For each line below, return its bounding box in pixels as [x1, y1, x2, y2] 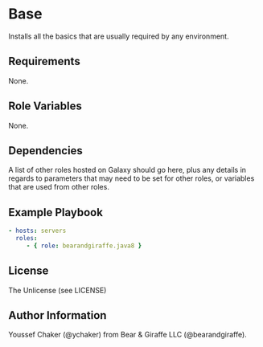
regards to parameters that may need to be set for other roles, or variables [8, 173, 255, 183]
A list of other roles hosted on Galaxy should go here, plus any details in [8, 165, 247, 175]
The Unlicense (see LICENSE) [8, 285, 107, 295]
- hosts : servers [8, 227, 67, 235]
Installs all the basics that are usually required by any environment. [8, 31, 229, 41]
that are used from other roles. [8, 182, 110, 192]
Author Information [8, 308, 107, 322]
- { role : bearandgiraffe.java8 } [26, 242, 142, 250]
